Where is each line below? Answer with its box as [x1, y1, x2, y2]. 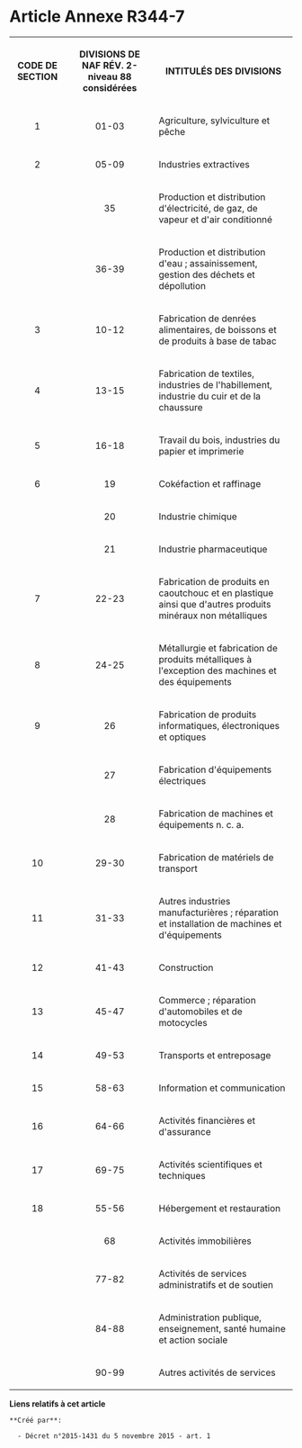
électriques [158, 774, 207, 787]
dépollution [158, 279, 207, 292]
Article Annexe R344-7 [9, 6, 185, 27]
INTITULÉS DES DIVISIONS [164, 65, 281, 77]
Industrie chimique [158, 510, 237, 523]
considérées [82, 81, 138, 94]
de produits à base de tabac [158, 335, 277, 347]
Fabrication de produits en [158, 575, 270, 588]
